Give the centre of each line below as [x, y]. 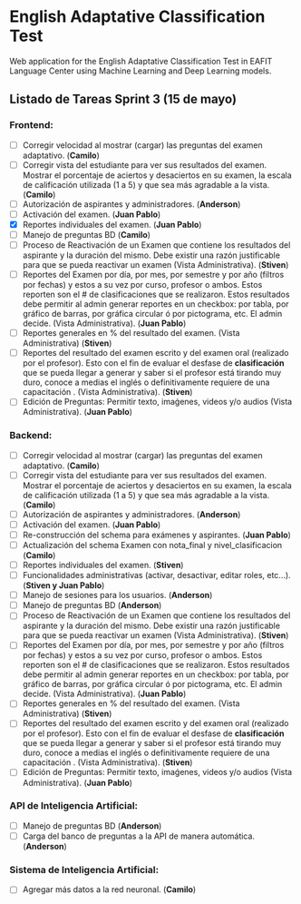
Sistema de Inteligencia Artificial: [84, 870]
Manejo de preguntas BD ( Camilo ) [87, 234]
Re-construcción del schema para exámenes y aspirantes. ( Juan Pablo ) [157, 535]
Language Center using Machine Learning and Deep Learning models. [141, 71]
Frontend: [32, 125]
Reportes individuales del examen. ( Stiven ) [103, 565]
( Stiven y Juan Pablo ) [63, 585]
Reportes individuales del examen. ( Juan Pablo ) [112, 224]
